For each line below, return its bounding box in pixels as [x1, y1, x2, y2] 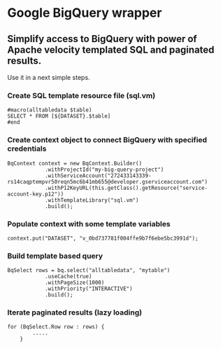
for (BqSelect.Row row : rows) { [7, 324, 105, 331]
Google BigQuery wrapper [7, 5, 162, 21]
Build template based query [7, 251, 104, 261]
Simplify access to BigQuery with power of [7, 33, 197, 45]
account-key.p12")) [7, 191, 64, 198]
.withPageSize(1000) [44, 279, 105, 287]
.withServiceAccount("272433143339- [44, 172, 152, 179]
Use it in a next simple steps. [7, 74, 90, 81]
